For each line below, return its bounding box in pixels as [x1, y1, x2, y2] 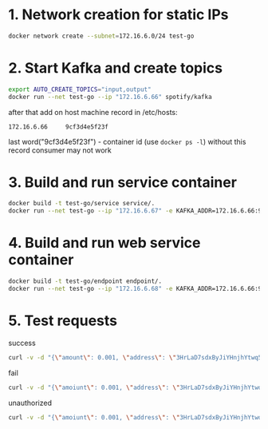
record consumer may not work [8, 145, 112, 155]
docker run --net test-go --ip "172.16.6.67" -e [8, 207, 173, 215]
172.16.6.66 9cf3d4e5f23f [8, 122, 109, 131]
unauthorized [8, 398, 53, 407]
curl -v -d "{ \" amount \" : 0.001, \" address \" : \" [8, 353, 177, 361]
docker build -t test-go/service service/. [8, 200, 156, 208]
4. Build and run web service [8, 234, 201, 252]
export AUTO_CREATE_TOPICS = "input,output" [8, 85, 152, 93]
